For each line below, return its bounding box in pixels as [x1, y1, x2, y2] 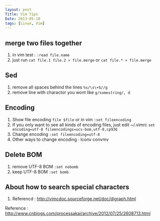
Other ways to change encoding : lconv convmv [12, 136, 109, 142]
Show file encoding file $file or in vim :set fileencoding [12, 116, 132, 122]
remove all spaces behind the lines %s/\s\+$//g [12, 84, 108, 90]
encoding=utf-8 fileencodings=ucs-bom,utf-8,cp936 [12, 127, 118, 132]
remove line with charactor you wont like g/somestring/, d [12, 89, 131, 95]
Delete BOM [5, 151, 43, 159]
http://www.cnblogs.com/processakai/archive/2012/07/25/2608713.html [5, 211, 151, 217]
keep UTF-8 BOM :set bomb [12, 169, 69, 175]
